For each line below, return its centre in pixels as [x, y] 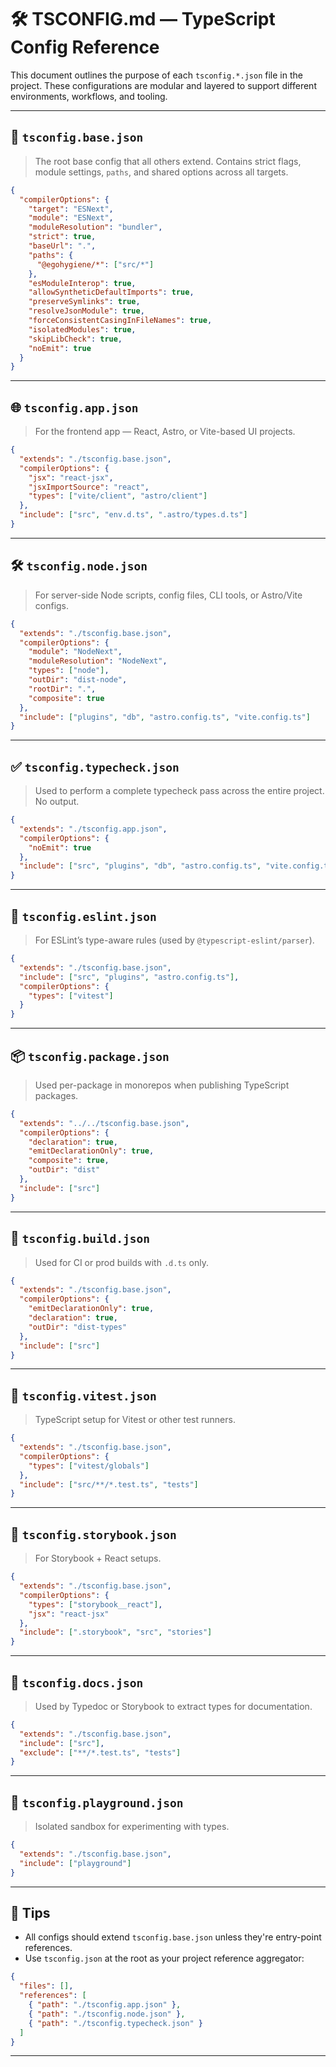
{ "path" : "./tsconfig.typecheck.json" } [115, 2023]
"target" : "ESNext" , [71, 209]
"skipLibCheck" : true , [75, 339]
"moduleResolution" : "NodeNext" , [98, 661]
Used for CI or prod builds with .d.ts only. [122, 1262]
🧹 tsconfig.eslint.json [83, 916]
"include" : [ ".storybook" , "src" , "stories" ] [116, 1632]
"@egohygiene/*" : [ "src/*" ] [95, 264]
